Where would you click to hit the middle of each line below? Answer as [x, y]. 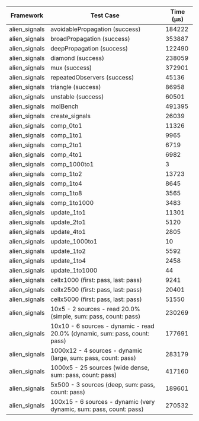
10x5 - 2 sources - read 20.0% [95, 309]
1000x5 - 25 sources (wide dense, [100, 368]
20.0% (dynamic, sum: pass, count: [100, 333]
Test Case [105, 15]
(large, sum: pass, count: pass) [93, 358]
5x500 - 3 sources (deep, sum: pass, [102, 384]
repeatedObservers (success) [92, 77]
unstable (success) [77, 96]
